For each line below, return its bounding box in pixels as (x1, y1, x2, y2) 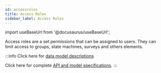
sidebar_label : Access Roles (5, 16, 64, 21)
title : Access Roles (5, 12, 47, 16)
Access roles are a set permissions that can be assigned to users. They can (5, 39, 156, 44)
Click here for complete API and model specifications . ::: (5, 62, 117, 68)
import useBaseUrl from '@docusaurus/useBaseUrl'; (5, 29, 110, 35)
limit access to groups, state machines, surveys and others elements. (5, 44, 144, 50)
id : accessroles (5, 7, 38, 12)
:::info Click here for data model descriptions (5, 53, 94, 59)
